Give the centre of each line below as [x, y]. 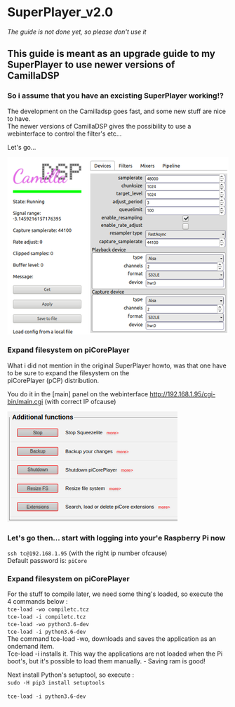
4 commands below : [38, 602]
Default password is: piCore [47, 561]
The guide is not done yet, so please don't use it [77, 32]
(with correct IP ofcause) [80, 401]
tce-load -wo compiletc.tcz [48, 610]
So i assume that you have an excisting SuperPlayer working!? [116, 96]
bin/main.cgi [25, 401]
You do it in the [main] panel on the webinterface [78, 394]
